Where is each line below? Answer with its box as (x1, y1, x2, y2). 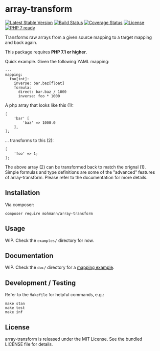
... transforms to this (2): (5, 137, 54, 143)
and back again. (5, 39, 38, 45)
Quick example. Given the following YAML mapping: (5, 58, 110, 64)
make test (5, 305, 25, 310)
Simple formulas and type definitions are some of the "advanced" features (5, 169, 155, 175)
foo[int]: (9, 76, 29, 81)
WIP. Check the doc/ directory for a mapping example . (5, 264, 114, 270)
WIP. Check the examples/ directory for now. (5, 237, 94, 243)
